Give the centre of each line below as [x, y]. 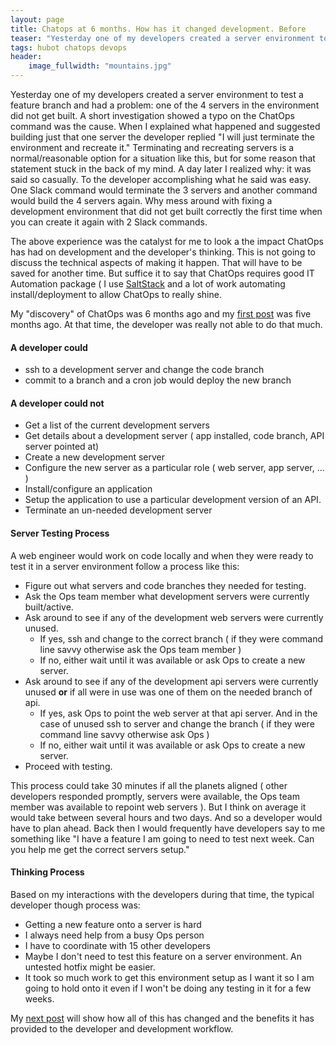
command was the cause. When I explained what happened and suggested [165, 126]
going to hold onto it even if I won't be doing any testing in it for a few [168, 988]
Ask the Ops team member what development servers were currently [167, 596]
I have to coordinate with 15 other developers [117, 945]
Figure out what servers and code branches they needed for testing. [165, 585]
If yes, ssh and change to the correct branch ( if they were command [181, 638]
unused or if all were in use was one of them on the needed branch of [168, 692]
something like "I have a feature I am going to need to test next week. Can [162, 838]
